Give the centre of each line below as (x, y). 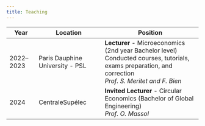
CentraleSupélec (63, 102)
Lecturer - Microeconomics (145, 43)
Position (150, 32)
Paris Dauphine (60, 58)
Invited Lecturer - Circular (143, 91)
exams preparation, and (138, 66)
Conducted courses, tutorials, (147, 58)
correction (120, 73)
